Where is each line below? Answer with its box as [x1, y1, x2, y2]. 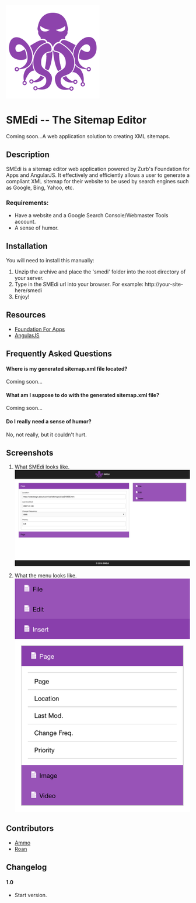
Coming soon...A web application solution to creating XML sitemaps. [6, 132, 170, 139]
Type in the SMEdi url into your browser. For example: [14, 281, 144, 288]
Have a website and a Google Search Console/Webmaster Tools [14, 212, 169, 219]
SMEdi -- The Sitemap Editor [6, 114, 147, 127]
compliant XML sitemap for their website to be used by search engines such [6, 177, 189, 184]
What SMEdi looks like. [14, 463, 70, 470]
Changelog [6, 863, 47, 873]
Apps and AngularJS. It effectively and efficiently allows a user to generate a [6, 172, 190, 179]
